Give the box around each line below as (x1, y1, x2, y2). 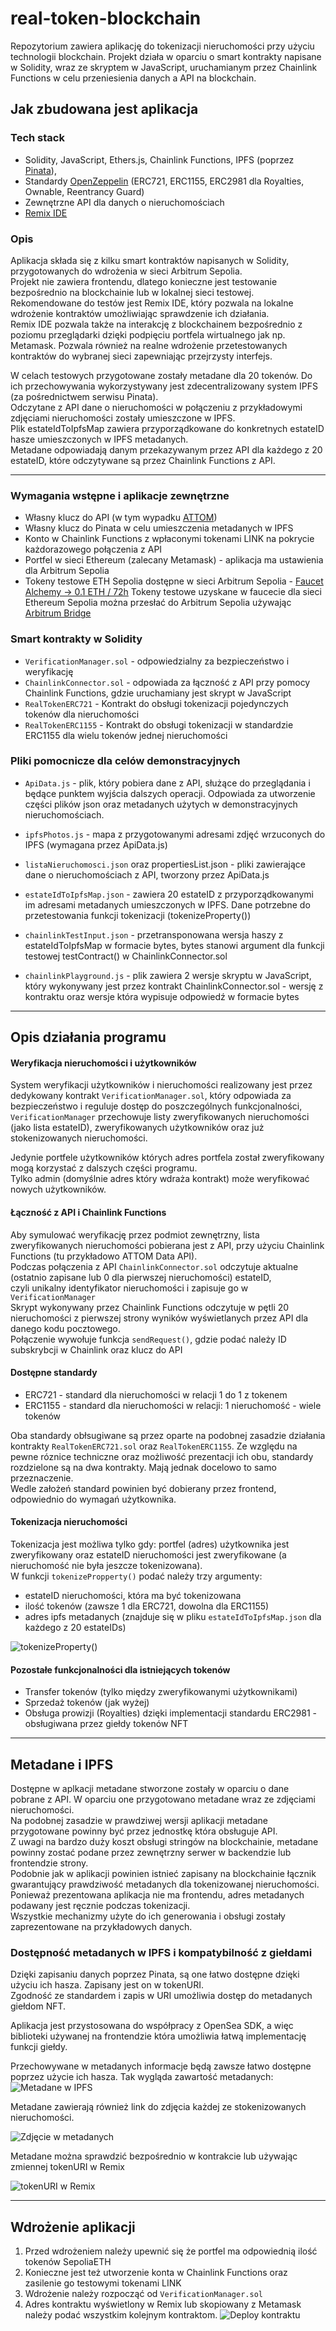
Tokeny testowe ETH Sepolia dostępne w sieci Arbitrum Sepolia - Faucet (24, 575, 324, 587)
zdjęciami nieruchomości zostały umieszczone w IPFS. (10, 412, 236, 424)
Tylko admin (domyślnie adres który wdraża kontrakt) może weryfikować (10, 1173, 310, 1185)
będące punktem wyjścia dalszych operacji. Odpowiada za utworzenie (24, 787, 316, 799)
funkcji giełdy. (10, 2041, 68, 2053)
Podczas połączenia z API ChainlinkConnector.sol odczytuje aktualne (10, 1260, 299, 1272)
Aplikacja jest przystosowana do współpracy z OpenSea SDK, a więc (10, 2020, 294, 2032)
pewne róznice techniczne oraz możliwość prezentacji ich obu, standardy (10, 1450, 314, 1462)
